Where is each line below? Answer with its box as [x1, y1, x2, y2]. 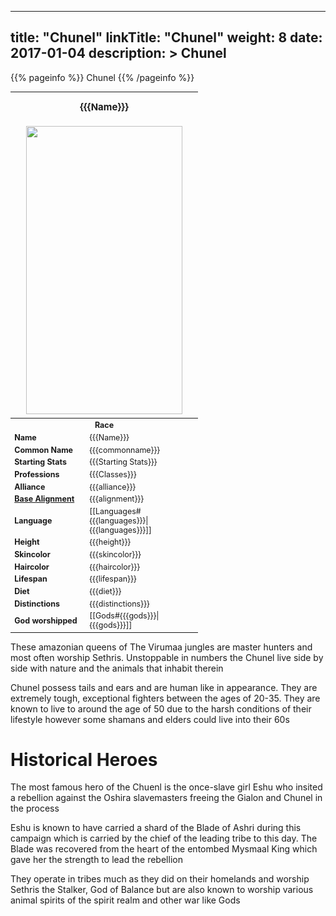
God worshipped [14, 615, 78, 626]
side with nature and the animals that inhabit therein [10, 662, 224, 674]
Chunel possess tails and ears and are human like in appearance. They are [10, 681, 318, 693]
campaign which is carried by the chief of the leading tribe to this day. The [10, 832, 318, 845]
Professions [14, 469, 60, 480]
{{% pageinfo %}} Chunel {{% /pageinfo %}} [10, 71, 195, 83]
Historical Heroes [10, 748, 158, 771]
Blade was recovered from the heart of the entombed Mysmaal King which [10, 843, 318, 855]
